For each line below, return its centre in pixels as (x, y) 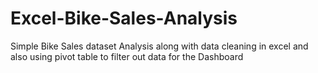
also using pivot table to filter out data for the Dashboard (127, 56)
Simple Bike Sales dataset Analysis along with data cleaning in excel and (159, 46)
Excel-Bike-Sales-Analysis (124, 18)
